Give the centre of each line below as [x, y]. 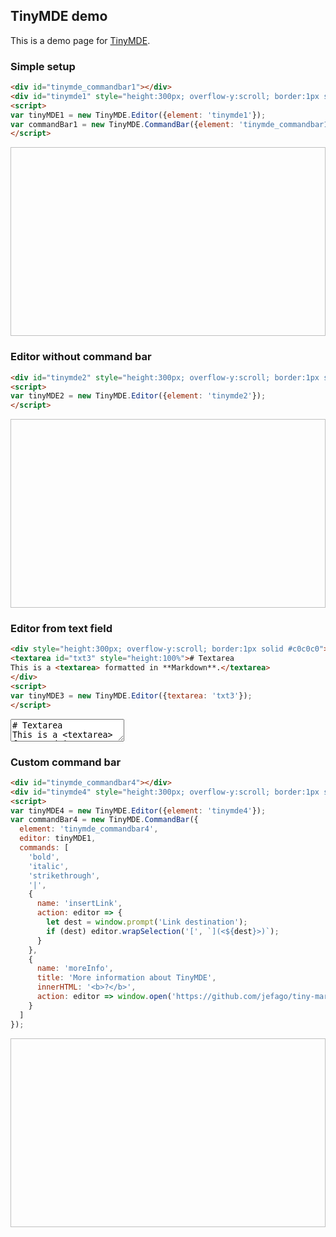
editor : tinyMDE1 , [58, 839]
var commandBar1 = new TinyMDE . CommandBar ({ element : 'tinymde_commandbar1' [171, 124]
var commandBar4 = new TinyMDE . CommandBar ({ [104, 820]
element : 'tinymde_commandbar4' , [89, 829]
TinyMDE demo [59, 16]
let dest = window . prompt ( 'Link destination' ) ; [147, 922]
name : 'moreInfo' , [75, 969]
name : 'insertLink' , [79, 904]
